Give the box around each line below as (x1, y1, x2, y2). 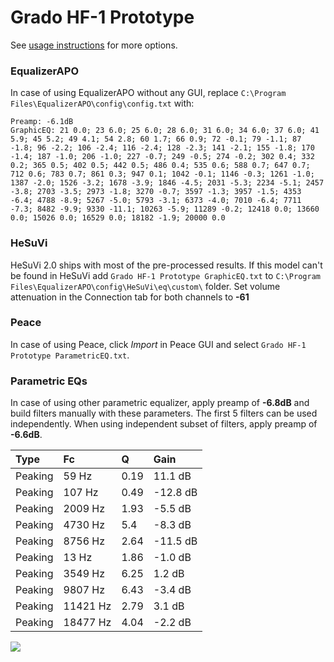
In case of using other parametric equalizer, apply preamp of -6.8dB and (10, 397, 310, 409)
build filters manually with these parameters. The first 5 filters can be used (10, 407, 318, 420)
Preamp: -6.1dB (10, 117, 74, 127)
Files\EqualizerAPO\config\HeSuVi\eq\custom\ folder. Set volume (10, 280, 281, 292)
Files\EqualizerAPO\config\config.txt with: (10, 97, 195, 110)
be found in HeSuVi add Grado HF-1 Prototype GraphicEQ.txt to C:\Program (10, 269, 321, 281)
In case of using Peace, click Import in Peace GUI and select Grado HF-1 (10, 338, 307, 350)
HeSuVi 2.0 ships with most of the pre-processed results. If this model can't (10, 259, 323, 271)
